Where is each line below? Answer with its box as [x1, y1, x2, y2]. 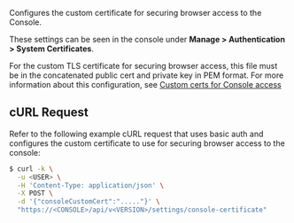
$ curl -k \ [9, 164, 53, 173]
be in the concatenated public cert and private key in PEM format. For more [9, 70, 284, 81]
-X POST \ [17, 189, 53, 198]
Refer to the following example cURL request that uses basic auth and [9, 128, 264, 139]
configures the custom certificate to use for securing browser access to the [9, 137, 285, 149]
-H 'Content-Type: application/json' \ [17, 181, 165, 189]
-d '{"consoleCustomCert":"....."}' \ [17, 197, 161, 206]
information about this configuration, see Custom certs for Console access [9, 80, 282, 89]
